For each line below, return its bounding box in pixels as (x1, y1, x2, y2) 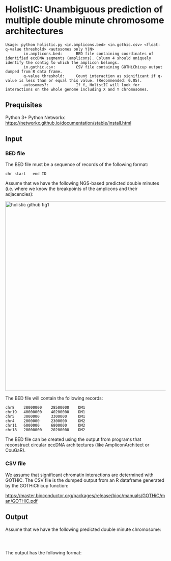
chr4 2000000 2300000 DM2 (5, 418, 85, 424)
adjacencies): (5, 191, 34, 197)
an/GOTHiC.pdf (5, 498, 38, 504)
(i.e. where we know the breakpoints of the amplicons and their (5, 185, 138, 192)
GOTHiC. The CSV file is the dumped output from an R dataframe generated (5, 477, 164, 483)
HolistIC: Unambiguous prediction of (5, 4, 163, 15)
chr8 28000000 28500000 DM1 (5, 405, 85, 410)
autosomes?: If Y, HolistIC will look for (23, 82, 140, 87)
